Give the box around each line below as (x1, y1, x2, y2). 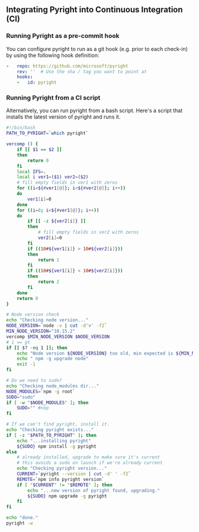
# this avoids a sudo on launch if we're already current (17, 460, 163, 466)
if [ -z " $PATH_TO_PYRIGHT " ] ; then (6, 432, 97, 438)
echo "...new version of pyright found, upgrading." (27, 488, 161, 493)
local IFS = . (17, 168, 46, 174)
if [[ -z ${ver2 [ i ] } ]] (27, 218, 86, 224)
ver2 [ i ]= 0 (37, 235, 62, 241)
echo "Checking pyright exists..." (6, 427, 94, 433)
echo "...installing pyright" (17, 438, 92, 444)
